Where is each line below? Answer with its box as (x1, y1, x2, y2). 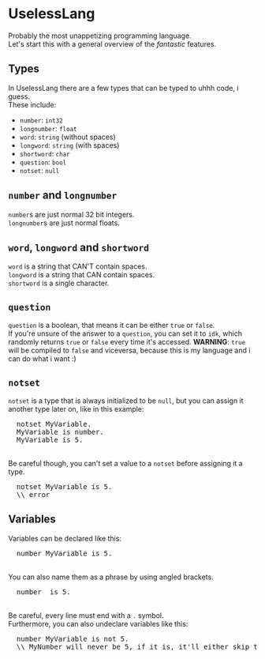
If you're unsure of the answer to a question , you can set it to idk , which (8, 329, 243, 338)
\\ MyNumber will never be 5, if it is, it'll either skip (16, 642, 250, 651)
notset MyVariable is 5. (16, 483, 113, 491)
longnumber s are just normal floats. (8, 218, 120, 228)
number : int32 (19, 115, 63, 125)
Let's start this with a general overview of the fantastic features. (8, 39, 217, 48)
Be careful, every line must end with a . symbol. (8, 610, 164, 620)
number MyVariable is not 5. (16, 634, 129, 643)
